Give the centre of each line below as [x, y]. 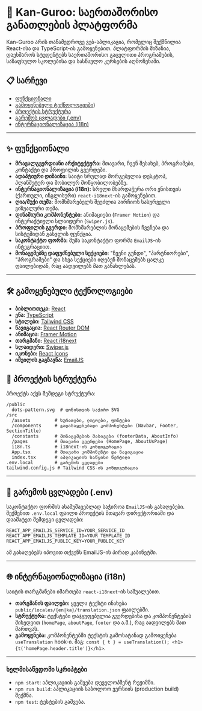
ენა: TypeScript [34, 315]
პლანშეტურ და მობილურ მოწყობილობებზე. [71, 182]
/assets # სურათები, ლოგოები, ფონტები [71, 421]
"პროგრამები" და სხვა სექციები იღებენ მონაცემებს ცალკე [89, 260]
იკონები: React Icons [41, 354]
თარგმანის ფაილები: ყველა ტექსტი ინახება [71, 603]
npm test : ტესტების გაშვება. [50, 702]
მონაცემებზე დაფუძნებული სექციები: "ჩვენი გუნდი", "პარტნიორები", [102, 253]
